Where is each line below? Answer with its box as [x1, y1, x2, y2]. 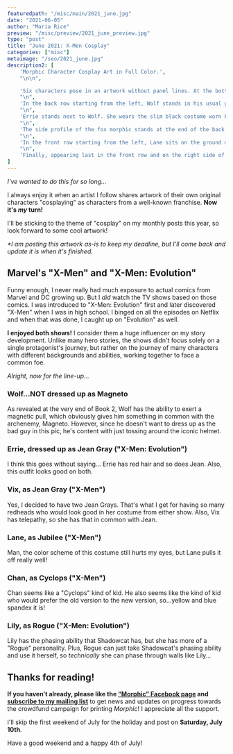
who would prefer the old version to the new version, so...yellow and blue [7, 596, 217, 605]
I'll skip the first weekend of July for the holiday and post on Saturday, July [7, 718, 223, 726]
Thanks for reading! [7, 671, 95, 683]
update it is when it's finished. [7, 247, 94, 255]
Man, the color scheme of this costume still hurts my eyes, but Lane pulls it [7, 548, 221, 556]
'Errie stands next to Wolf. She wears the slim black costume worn [19, 113, 222, 120]
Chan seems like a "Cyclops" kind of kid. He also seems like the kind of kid [7, 589, 221, 597]
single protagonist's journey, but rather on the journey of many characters [7, 343, 218, 351]
